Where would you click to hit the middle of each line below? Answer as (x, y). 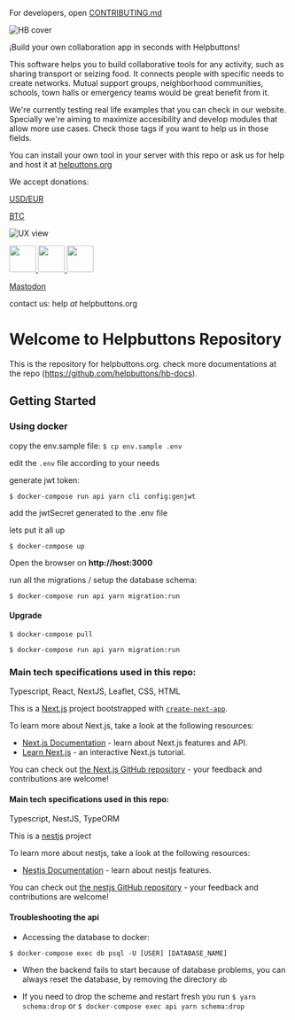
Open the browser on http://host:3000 (81, 563)
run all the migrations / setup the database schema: (103, 580)
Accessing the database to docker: (86, 937)
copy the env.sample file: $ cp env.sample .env (96, 446)
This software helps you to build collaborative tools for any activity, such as (147, 64)
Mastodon (27, 286)
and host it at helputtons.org (61, 164)
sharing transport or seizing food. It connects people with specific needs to (147, 74)
